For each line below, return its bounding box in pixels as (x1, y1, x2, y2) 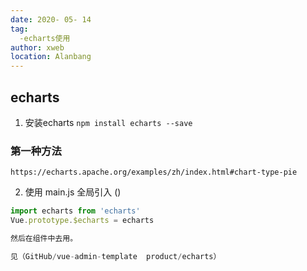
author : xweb (10, 42, 65, 53)
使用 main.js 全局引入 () (24, 186, 122, 198)
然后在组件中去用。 (10, 233, 78, 243)
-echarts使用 (19, 33, 71, 43)
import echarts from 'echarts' (10, 206, 141, 216)
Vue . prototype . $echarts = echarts (10, 216, 155, 226)
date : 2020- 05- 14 (10, 14, 92, 25)
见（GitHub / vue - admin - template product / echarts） (10, 251, 222, 261)
